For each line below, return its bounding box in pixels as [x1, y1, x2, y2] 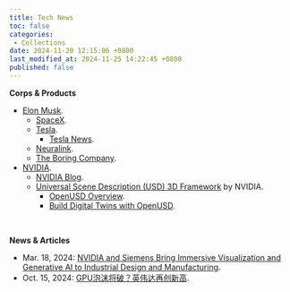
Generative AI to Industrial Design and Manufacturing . [21, 262, 221, 272]
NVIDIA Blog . [35, 171, 84, 182]
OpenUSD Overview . [48, 190, 125, 202]
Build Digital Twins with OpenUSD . [48, 200, 176, 210]
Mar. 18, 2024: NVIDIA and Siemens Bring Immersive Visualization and [21, 252, 282, 262]
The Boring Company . [35, 152, 116, 163]
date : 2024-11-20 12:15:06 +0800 [9, 47, 134, 56]
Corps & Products [9, 87, 77, 99]
